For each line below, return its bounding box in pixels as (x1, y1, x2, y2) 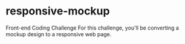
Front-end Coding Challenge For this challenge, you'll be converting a (5, 24, 180, 31)
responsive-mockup (5, 4, 110, 18)
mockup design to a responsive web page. (5, 30, 112, 37)
